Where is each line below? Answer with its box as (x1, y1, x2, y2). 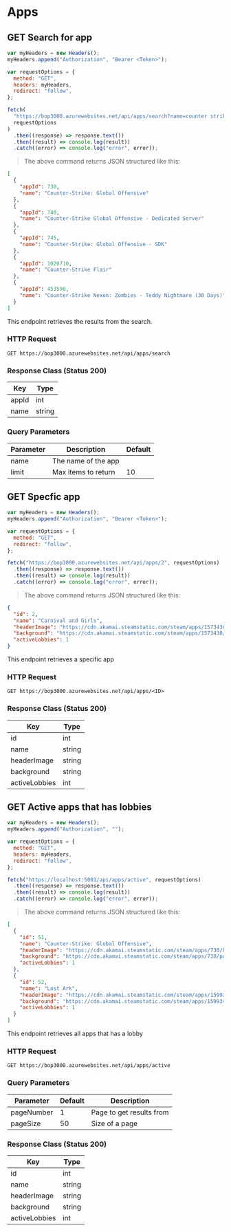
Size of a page (91, 1119, 138, 1128)
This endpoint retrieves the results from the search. (7, 317, 153, 325)
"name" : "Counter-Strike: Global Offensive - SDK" (19, 241, 168, 247)
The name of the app (52, 456, 120, 466)
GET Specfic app (7, 491, 80, 503)
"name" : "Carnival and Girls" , (13, 617, 103, 624)
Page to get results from (91, 1108, 170, 1117)
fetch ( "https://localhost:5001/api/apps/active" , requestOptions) (7, 876, 201, 883)
